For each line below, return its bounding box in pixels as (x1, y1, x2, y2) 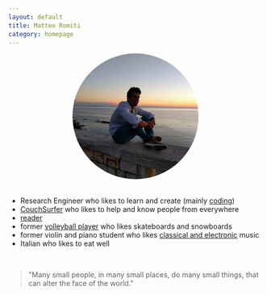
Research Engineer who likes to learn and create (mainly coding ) (19, 196, 236, 205)
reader (19, 213, 43, 223)
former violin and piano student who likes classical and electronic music (19, 230, 260, 240)
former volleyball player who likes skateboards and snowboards (19, 222, 232, 231)
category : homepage (8, 30, 74, 38)
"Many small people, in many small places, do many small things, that (27, 270, 260, 280)
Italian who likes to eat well (19, 238, 111, 249)
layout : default (8, 13, 63, 21)
